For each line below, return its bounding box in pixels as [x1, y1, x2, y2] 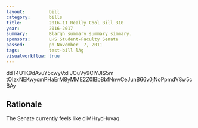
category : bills [6, 14, 63, 20]
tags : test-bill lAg [6, 48, 84, 54]
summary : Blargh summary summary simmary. [6, 31, 132, 37]
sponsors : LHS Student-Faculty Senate [6, 36, 119, 42]
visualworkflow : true [6, 53, 60, 59]
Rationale [6, 99, 42, 110]
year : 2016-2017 [6, 25, 73, 32]
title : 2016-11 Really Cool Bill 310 [6, 20, 124, 26]
